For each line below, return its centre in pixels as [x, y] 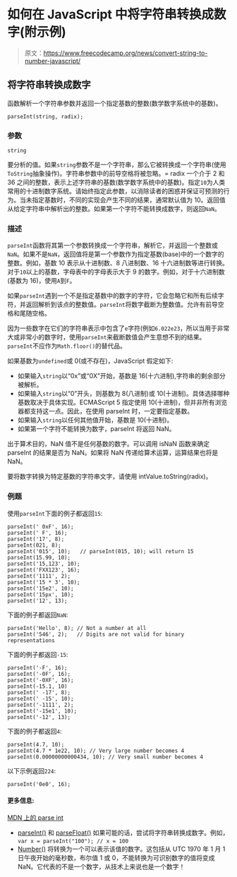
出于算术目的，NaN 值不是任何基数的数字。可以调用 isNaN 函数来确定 [109, 444]
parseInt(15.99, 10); [39, 557]
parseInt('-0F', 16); [39, 674]
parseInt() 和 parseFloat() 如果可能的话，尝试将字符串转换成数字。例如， [123, 833]
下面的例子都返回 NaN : [38, 615]
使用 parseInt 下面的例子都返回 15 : [55, 513]
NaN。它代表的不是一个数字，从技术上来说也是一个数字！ [101, 866]
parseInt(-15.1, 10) [38, 686]
